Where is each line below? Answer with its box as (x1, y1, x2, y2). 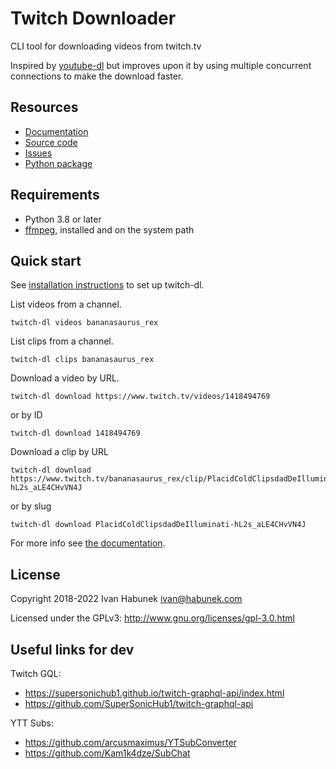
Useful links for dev (10, 641, 135, 658)
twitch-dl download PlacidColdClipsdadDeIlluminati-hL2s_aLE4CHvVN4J (10, 520, 307, 530)
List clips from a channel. (10, 335, 114, 347)
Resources (10, 99, 79, 116)
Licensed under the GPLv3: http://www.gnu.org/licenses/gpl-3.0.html (10, 612, 295, 624)
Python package (24, 157, 93, 169)
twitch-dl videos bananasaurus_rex (10, 318, 159, 328)
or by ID (10, 409, 43, 421)
